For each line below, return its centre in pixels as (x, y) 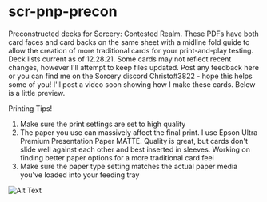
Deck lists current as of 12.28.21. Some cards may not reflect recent (120, 59)
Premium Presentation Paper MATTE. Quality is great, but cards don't (134, 141)
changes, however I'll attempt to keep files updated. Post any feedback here (134, 67)
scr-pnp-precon (63, 12)
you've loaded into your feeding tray (80, 175)
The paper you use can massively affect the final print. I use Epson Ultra (139, 132)
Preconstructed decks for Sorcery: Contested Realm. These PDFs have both (134, 34)
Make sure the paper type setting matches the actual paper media (129, 166)
